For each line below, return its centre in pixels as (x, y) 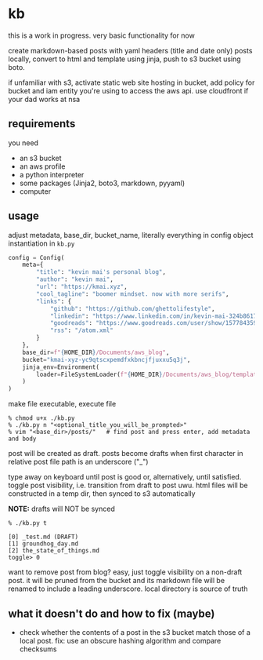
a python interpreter (52, 174)
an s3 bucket (40, 158)
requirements (42, 124)
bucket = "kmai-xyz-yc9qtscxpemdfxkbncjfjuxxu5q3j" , (106, 359)
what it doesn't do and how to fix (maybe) (112, 613)
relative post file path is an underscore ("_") (78, 462)
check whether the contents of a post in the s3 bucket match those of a (135, 632)
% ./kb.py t (27, 523)
